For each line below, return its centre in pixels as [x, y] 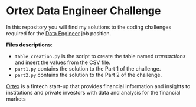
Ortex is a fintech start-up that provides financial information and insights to [98, 86]
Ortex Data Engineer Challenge [84, 11]
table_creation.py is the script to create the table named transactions [100, 56]
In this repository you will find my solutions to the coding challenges [89, 27]
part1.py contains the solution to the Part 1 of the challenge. [88, 68]
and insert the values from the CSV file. [63, 62]
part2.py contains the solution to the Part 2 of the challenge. [88, 75]
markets [16, 99]
